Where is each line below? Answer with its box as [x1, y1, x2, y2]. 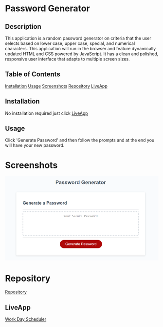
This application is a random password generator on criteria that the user [5, 35, 152, 41]
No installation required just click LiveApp [5, 110, 89, 116]
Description [5, 22, 41, 31]
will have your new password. [5, 143, 65, 148]
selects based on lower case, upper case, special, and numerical [5, 41, 135, 46]
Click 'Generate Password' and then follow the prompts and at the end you [5, 137, 155, 143]
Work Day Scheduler [5, 316, 47, 322]
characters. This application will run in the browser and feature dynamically [5, 46, 156, 51]
